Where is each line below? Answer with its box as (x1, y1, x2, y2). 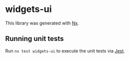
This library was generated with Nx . (5, 20, 79, 26)
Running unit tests (5, 34, 64, 43)
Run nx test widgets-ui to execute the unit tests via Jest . (5, 47, 125, 53)
